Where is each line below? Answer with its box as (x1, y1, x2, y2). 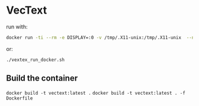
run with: (6, 23, 28, 30)
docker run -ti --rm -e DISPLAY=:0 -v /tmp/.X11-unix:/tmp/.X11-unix (6, 34, 182, 40)
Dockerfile (6, 95, 33, 101)
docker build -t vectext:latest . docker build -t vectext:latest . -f (6, 90, 185, 96)
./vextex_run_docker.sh (6, 57, 65, 63)
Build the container (6, 73, 78, 83)
